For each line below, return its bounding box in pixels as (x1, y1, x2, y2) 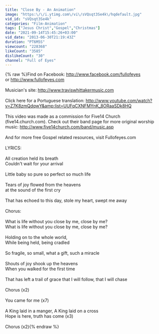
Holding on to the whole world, (5, 235, 67, 240)
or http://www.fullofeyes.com (5, 77, 65, 83)
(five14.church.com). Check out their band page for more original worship (5, 119, 154, 125)
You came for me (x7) (5, 297, 49, 303)
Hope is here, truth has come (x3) (5, 313, 74, 319)
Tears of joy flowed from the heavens (5, 182, 81, 188)
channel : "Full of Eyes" (5, 58, 56, 63)
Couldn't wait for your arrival (5, 161, 64, 167)
